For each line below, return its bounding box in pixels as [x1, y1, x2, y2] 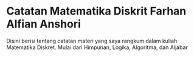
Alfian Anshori [6, 17, 81, 31]
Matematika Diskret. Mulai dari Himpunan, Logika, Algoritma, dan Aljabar [6, 44, 189, 51]
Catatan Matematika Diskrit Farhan [6, 4, 187, 18]
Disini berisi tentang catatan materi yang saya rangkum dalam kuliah [6, 37, 178, 44]
